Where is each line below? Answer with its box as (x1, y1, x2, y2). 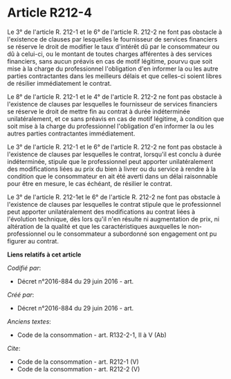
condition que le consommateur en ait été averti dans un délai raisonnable (7, 172, 218, 181)
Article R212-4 (7, 5, 92, 21)
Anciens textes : (7, 317, 52, 326)
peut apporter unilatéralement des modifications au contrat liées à (7, 207, 196, 216)
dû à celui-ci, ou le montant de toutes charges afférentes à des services (7, 50, 212, 58)
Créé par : (7, 290, 35, 299)
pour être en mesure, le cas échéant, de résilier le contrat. (7, 179, 173, 187)
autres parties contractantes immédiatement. (7, 129, 136, 138)
